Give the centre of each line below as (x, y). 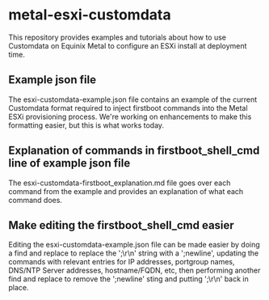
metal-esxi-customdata (90, 15)
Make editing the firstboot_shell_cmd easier (121, 225)
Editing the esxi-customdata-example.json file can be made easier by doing (134, 245)
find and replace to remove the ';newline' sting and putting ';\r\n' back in (128, 279)
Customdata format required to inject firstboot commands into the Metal (128, 108)
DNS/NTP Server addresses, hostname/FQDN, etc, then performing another (134, 270)
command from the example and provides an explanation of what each (126, 191)
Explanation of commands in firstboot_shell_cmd (134, 151)
